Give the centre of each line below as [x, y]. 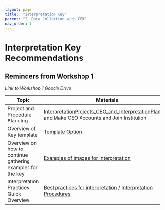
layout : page [18, 10]
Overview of [22, 129]
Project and [21, 109]
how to [15, 149]
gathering [19, 161]
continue [18, 155]
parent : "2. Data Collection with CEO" [46, 19]
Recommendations [44, 58]
